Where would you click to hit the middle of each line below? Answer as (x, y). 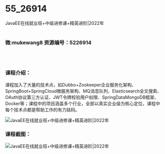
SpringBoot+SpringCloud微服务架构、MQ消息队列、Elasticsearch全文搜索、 (83, 91)
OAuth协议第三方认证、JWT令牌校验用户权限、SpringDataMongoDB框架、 (82, 97)
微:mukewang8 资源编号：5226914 (48, 42)
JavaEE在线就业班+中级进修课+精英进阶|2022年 (54, 23)
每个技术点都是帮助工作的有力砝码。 (42, 110)
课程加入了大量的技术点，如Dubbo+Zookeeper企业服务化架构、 (71, 85)
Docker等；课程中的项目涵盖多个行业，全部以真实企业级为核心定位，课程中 (83, 103)
